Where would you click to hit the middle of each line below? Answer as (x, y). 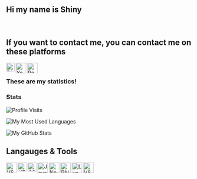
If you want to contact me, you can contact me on (99, 43)
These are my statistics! (41, 81)
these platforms (36, 52)
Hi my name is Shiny (44, 10)
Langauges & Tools (42, 152)
